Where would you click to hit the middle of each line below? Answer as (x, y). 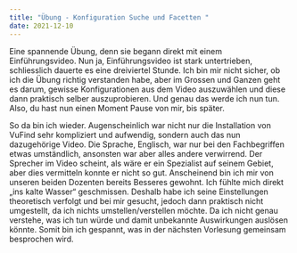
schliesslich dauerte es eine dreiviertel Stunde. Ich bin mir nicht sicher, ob (145, 70)
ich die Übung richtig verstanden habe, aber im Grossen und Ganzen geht (145, 79)
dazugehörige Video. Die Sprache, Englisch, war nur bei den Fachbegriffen (147, 144)
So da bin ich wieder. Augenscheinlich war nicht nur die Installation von (140, 125)
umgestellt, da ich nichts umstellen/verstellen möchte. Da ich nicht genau (144, 210)
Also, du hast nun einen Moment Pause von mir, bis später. (117, 108)
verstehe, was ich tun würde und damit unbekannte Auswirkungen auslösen (148, 220)
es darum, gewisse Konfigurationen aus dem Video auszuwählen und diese (148, 89)
